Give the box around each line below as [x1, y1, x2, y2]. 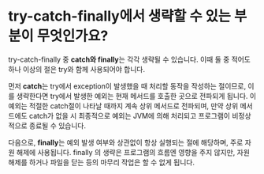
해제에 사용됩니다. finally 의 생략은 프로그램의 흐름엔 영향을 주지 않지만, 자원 [16, 147, 251, 157]
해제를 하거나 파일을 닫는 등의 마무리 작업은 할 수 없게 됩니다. [8, 157, 195, 167]
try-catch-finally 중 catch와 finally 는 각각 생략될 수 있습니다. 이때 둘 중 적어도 [8, 55, 251, 64]
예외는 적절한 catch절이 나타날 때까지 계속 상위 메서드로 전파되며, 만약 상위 [8, 100, 239, 111]
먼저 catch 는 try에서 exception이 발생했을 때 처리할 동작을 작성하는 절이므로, [8, 81, 247, 91]
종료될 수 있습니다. [28, 120, 87, 130]
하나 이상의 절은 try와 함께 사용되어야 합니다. [8, 64, 146, 74]
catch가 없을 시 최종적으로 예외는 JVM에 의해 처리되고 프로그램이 [28, 111, 231, 120]
